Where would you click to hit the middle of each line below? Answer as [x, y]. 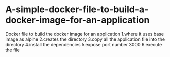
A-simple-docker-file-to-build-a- [77, 9]
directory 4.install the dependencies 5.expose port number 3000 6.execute [84, 44]
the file [13, 50]
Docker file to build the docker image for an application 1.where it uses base [84, 34]
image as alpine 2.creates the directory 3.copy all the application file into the [85, 39]
